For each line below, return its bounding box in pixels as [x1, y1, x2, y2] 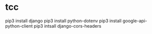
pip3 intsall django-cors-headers [34, 23, 102, 29]
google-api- [122, 18, 148, 24]
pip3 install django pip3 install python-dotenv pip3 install [5, 18, 122, 24]
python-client [5, 23, 33, 29]
